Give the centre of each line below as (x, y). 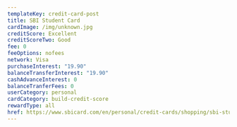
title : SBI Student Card (44, 20)
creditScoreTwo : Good (39, 40)
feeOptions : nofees (36, 54)
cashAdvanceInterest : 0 (42, 79)
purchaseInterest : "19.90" (47, 66)
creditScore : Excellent (42, 34)
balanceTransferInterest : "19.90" (58, 73)
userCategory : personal (42, 92)
